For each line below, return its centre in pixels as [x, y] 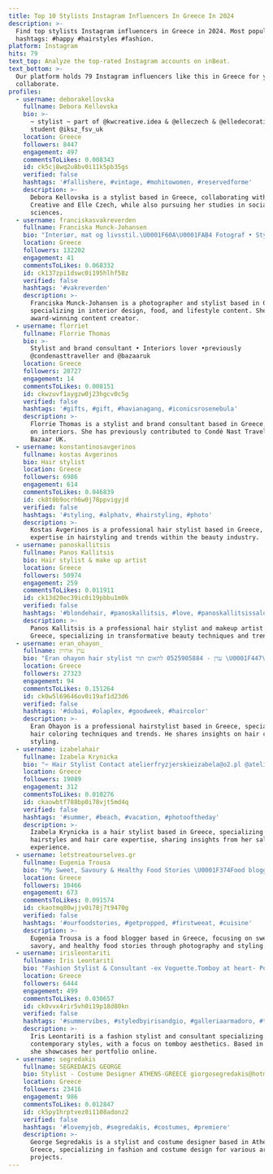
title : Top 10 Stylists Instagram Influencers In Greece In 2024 [121, 16]
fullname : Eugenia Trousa [67, 863]
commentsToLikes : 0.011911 [69, 590]
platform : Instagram [43, 46]
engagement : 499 [51, 991]
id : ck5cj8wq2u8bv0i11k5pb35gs [76, 167]
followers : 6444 [51, 983]
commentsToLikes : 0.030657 [69, 998]
